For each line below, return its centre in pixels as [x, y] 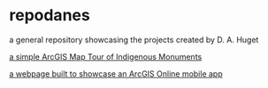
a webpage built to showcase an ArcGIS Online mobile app [116, 73]
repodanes [50, 15]
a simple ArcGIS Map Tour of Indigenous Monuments [106, 56]
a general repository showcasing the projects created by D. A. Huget [134, 40]
